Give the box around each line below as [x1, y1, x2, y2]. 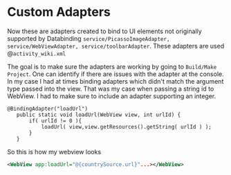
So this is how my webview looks [7, 147, 102, 156]
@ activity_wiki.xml [7, 49, 66, 57]
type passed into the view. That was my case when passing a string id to [7, 84, 214, 93]
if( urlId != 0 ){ [28, 117, 82, 125]
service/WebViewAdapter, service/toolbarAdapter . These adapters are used [7, 42, 225, 50]
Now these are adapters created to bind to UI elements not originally [7, 27, 202, 35]
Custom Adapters [7, 4, 111, 20]
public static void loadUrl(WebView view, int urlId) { [16, 111, 181, 118]
